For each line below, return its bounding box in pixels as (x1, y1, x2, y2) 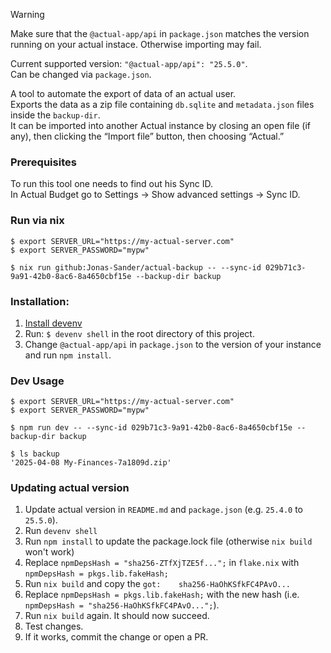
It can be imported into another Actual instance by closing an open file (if (10, 120, 312, 131)
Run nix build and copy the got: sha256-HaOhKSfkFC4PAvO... (24, 578, 292, 590)
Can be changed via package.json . (10, 69, 152, 80)
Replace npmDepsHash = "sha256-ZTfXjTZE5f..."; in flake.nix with (24, 557, 300, 569)
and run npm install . (24, 349, 112, 361)
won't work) (24, 546, 75, 558)
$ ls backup (10, 449, 60, 459)
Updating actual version (10, 481, 130, 495)
